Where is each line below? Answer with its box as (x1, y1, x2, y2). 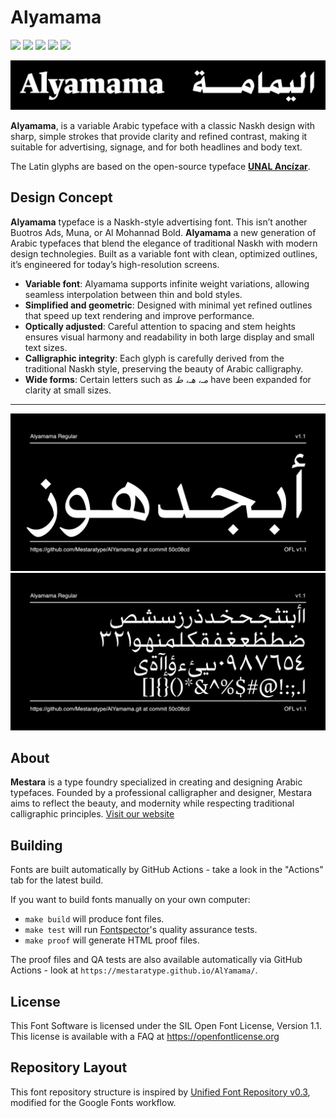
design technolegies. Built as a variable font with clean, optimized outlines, (10, 247, 318, 260)
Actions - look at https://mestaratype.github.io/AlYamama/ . (10, 964, 258, 976)
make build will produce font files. (24, 913, 165, 925)
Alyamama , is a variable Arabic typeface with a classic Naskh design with (10, 119, 316, 131)
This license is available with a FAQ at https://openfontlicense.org (10, 1030, 280, 1042)
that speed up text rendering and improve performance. (24, 309, 255, 321)
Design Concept (10, 189, 113, 206)
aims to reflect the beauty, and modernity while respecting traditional (10, 797, 295, 810)
